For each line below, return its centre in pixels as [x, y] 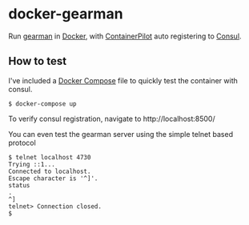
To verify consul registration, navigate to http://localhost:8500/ [112, 119]
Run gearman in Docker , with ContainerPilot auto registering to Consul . [125, 36]
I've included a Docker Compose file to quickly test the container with [123, 80]
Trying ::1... [32, 164]
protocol [22, 143]
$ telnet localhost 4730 [50, 157]
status [19, 185]
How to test [37, 61]
